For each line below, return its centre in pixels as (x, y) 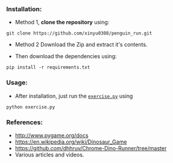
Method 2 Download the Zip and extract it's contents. (81, 45)
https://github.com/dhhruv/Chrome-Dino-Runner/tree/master (91, 148)
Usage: (17, 82)
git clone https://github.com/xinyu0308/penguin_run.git (79, 33)
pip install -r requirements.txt (48, 68)
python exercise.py (31, 107)
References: (25, 122)
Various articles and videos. (49, 155)
